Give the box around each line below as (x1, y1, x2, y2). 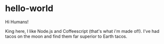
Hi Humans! (5, 19, 29, 25)
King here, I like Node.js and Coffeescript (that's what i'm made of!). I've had (5, 28, 160, 34)
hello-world (5, 3, 54, 14)
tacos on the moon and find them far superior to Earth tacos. (5, 33, 127, 39)
